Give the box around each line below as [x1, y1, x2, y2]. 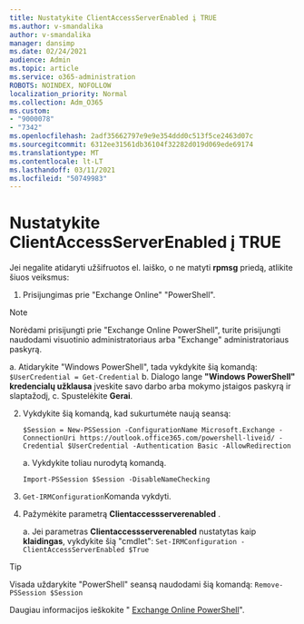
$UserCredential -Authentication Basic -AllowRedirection [67, 441, 292, 451]
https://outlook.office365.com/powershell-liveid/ [80, 433, 275, 443]
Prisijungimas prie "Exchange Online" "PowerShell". [22, 290, 216, 301]
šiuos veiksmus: [9, 272, 70, 282]
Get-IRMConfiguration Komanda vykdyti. [22, 491, 172, 502]
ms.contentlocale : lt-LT [9, 156, 103, 166]
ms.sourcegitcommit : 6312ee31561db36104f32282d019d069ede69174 [9, 140, 254, 149]
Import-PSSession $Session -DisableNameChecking [22, 475, 211, 484]
